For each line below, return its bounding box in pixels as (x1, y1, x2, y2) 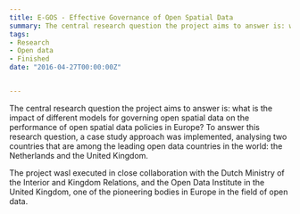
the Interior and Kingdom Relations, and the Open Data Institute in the (9, 177, 265, 187)
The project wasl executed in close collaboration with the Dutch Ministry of (9, 167, 286, 178)
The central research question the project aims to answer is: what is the (9, 103, 273, 113)
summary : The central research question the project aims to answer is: (9, 21, 286, 30)
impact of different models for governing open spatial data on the (9, 112, 250, 123)
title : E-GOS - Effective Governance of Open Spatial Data (9, 12, 234, 22)
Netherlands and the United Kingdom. (9, 150, 149, 160)
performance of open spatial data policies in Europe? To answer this (9, 121, 261, 132)
